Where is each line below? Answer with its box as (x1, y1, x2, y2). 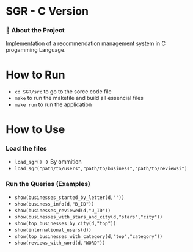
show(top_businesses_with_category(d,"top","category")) (14, 234, 163, 240)
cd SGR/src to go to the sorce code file (14, 88, 112, 95)
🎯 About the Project (5, 26, 65, 35)
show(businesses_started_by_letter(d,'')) (14, 195, 125, 201)
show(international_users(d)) (14, 227, 92, 233)
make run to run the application (14, 101, 92, 108)
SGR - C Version (5, 4, 89, 18)
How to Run (5, 68, 65, 82)
